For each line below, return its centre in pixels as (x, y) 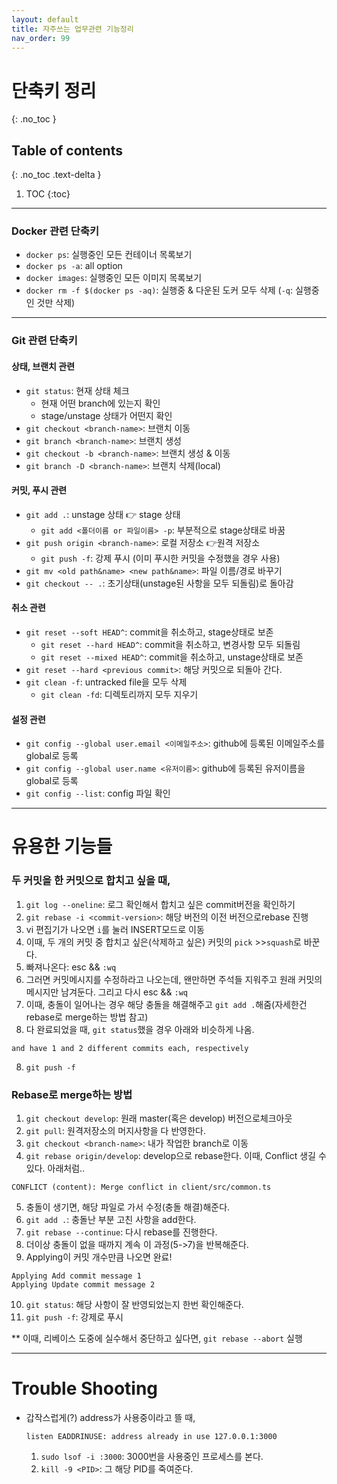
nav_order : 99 (41, 38)
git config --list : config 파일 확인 (98, 793)
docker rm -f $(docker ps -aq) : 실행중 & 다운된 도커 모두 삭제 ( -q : (159, 290)
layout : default (45, 19)
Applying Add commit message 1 (76, 1276)
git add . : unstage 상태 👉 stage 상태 (103, 514)
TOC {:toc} (48, 194)
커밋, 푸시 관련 (39, 490)
